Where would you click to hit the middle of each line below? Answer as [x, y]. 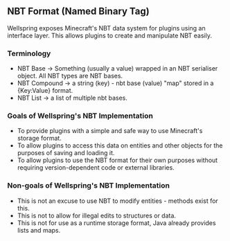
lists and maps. [39, 230]
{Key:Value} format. [45, 91]
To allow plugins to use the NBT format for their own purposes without [117, 160]
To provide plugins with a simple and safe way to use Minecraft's [110, 131]
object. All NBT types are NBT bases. [70, 76]
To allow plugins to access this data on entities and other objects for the [120, 145]
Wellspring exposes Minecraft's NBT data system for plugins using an [106, 28]
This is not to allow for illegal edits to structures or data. [97, 215]
